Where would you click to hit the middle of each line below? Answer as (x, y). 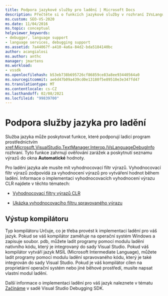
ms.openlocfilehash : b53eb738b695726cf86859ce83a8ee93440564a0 (72, 75)
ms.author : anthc (23, 56)
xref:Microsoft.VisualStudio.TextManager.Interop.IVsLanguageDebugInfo (80, 147)
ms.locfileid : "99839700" (32, 98)
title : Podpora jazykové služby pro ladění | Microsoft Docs (70, 10)
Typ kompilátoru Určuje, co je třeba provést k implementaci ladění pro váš (81, 231)
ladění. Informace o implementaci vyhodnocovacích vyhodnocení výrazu (80, 178)
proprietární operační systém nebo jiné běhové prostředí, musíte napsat (79, 268)
